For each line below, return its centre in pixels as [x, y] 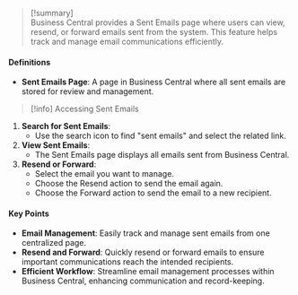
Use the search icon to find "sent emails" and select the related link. [160, 136]
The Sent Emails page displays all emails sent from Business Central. [162, 155]
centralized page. [54, 243]
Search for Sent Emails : [66, 126]
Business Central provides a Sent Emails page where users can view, [158, 22]
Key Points [29, 213]
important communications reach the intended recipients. [127, 262]
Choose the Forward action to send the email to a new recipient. [153, 193]
